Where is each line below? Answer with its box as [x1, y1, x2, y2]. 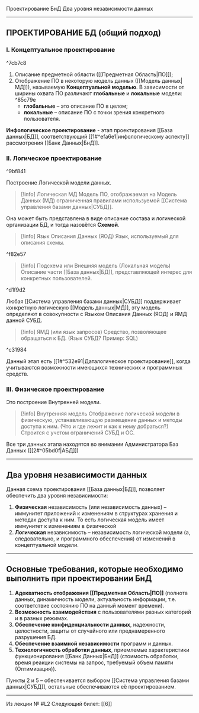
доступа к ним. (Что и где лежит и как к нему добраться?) [20, 423, 169, 430]
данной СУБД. [6, 317, 43, 324]
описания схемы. [20, 239, 65, 246]
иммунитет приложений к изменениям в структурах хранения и [14, 510, 178, 517]
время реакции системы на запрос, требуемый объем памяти [14, 659, 174, 666]
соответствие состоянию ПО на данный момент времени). [14, 602, 165, 609]
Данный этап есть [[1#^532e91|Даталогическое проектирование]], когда [6, 357, 191, 365]
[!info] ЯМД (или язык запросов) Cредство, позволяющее [20, 328, 167, 335]
